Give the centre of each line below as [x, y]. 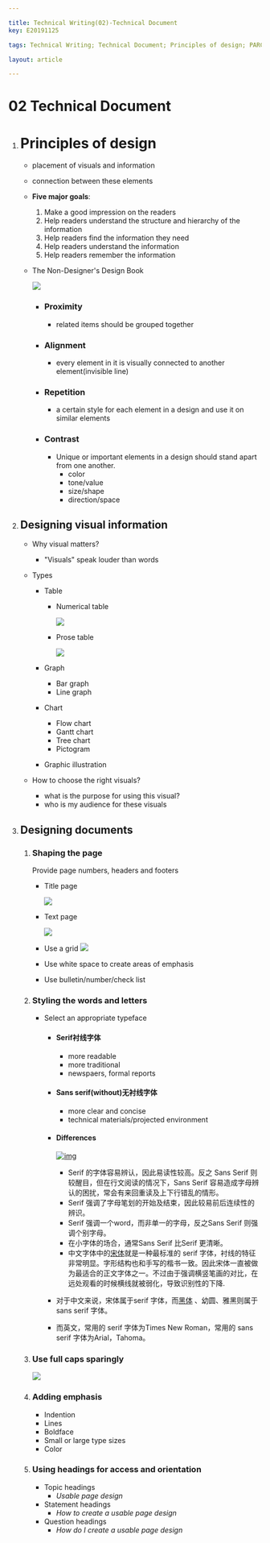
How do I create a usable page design [119, 1530]
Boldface [59, 1432]
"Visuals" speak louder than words [101, 560]
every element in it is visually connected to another [140, 363]
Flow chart [74, 724]
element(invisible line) [92, 371]
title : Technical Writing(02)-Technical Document [93, 23]
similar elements [83, 418]
